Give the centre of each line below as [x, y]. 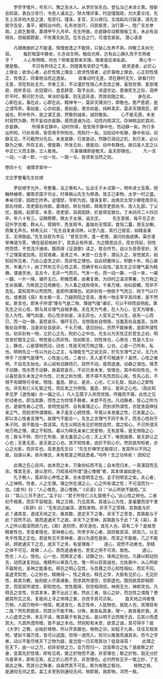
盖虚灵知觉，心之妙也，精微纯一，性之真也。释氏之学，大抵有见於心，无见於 [81, 574]
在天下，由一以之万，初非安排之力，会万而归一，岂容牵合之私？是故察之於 [79, 647]
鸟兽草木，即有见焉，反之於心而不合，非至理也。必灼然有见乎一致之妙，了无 [81, 659]
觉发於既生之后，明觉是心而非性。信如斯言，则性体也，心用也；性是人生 [77, 339]
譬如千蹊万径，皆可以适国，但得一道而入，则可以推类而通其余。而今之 [83, 635]
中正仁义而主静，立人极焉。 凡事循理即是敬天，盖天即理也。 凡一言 [81, 151]
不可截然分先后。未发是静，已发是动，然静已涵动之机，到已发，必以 [90, 139]
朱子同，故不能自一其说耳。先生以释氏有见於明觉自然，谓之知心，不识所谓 [79, 424]
